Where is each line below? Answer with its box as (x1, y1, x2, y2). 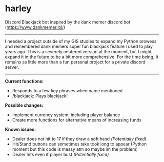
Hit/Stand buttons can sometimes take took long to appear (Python (12, 141, 147, 147)
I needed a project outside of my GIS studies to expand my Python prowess (5, 38, 157, 44)
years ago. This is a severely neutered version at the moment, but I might (5, 48, 152, 54)
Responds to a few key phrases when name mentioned (12, 87, 123, 93)
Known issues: (5, 126, 36, 132)
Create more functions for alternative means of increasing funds (12, 117, 142, 122)
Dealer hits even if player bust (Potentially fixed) (12, 151, 109, 157)
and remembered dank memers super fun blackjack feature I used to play (5, 43, 153, 49)
